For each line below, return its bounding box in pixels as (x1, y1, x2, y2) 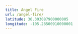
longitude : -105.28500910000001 (5, 21, 73, 26)
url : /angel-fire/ (5, 12, 44, 17)
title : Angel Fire (5, 7, 44, 12)
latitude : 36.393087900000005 (5, 16, 69, 21)
